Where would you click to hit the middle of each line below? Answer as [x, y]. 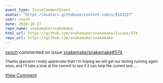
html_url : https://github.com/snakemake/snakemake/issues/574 [71, 33]
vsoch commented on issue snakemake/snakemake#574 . [64, 52]
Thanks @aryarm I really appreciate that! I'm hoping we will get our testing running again [81, 61]
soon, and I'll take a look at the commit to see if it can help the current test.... [71, 66]
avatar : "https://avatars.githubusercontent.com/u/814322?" [69, 15]
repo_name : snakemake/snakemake [39, 29]
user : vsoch [18, 19]
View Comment [21, 75]
